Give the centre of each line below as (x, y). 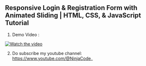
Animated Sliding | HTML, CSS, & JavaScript (73, 16)
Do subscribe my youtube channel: (47, 53)
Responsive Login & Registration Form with (71, 8)
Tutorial (17, 23)
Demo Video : (26, 34)
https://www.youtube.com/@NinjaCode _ (52, 58)
